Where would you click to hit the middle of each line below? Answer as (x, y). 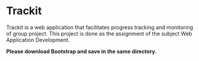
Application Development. (38, 40)
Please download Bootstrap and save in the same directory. (82, 51)
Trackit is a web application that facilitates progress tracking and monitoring (99, 27)
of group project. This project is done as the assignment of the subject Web (99, 33)
